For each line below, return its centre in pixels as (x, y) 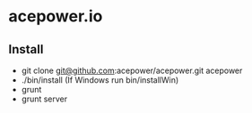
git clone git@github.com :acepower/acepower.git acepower (132, 70)
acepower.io (56, 16)
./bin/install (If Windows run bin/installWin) (100, 80)
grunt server (44, 99)
